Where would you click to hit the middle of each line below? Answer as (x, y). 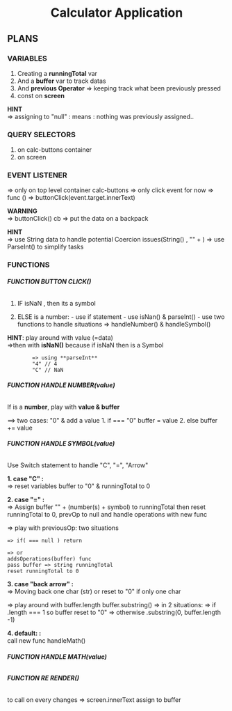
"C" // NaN (48, 370)
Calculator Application (117, 13)
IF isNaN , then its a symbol (56, 303)
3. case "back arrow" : (41, 584)
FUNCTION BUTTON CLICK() (49, 281)
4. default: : (24, 633)
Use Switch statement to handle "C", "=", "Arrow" (78, 465)
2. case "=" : (26, 500)
